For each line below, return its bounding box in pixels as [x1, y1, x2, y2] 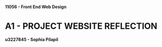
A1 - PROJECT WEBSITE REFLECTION [5, 21, 158, 31]
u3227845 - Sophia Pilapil [5, 36, 59, 43]
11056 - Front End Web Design [5, 4, 67, 10]
